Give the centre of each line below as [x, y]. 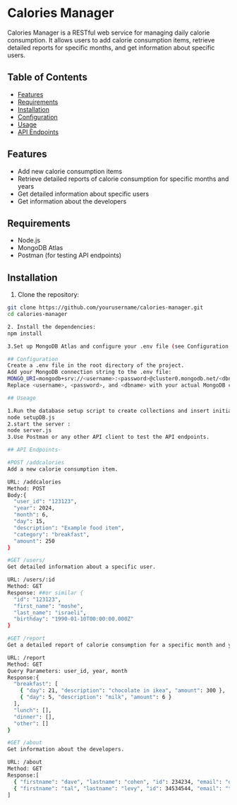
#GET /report [26, 639]
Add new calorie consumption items [70, 171]
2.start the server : [39, 424]
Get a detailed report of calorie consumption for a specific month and [116, 645]
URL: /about [25, 762]
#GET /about [25, 743]
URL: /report [26, 658]
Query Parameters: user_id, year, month [68, 671]
